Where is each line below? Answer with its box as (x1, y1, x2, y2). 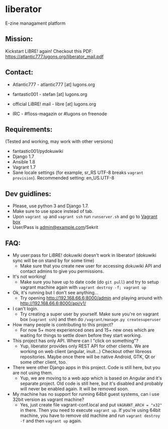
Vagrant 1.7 (12, 164, 36, 170)
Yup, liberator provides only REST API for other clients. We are (20, 343, 149, 349)
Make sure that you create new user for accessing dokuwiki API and (20, 263, 161, 269)
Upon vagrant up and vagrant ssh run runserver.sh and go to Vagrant (12, 214, 157, 220)
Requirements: (5, 125, 53, 134)
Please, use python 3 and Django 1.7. (12, 203, 89, 209)
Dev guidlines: (5, 190, 51, 198)
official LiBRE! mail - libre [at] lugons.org (12, 101, 97, 107)
